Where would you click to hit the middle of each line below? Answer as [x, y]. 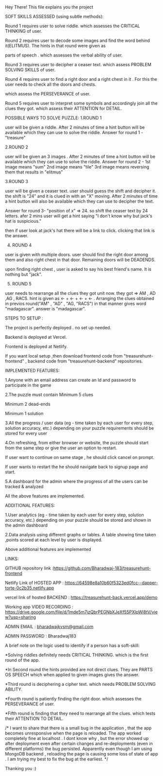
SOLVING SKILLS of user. [30, 70]
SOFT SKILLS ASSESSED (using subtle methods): [54, 16]
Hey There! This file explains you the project [49, 7]
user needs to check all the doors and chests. [51, 84]
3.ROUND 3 [16, 181]
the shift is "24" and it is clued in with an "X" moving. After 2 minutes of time [81, 196]
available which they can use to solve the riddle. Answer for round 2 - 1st [78, 162]
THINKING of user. [24, 31]
